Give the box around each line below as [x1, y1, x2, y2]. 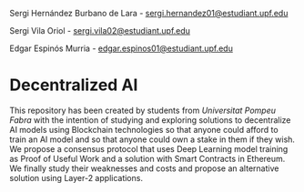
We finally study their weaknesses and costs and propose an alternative [9, 163, 279, 174]
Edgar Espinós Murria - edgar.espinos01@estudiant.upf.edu [9, 43, 234, 54]
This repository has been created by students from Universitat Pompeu [9, 105, 276, 116]
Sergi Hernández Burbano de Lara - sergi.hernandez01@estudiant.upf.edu [9, 8, 289, 18]
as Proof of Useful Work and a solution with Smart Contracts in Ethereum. [9, 153, 286, 164]
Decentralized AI [9, 75, 138, 96]
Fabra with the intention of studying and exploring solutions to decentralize [9, 114, 291, 126]
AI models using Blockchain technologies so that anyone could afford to [9, 124, 279, 135]
